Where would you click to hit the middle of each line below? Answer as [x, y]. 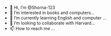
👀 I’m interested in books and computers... [52, 13]
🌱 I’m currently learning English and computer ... [58, 18]
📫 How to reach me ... [32, 28]
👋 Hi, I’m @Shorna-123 [32, 8]
